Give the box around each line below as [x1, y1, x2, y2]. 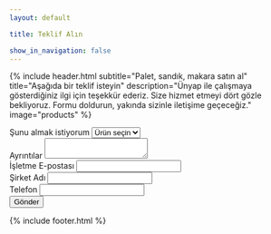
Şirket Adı [9, 172, 46, 183]
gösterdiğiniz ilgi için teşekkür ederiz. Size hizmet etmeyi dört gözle [9, 90, 262, 101]
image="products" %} [9, 110, 92, 121]
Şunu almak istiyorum [9, 127, 91, 138]
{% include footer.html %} [9, 215, 107, 227]
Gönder [14, 197, 40, 207]
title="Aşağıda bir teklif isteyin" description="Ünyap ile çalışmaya [9, 81, 252, 92]
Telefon [9, 184, 38, 195]
